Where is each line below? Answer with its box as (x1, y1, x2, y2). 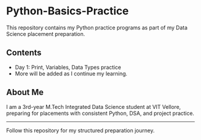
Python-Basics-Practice (6, 4, 129, 18)
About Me (6, 87, 44, 98)
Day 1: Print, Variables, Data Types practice (14, 63, 121, 71)
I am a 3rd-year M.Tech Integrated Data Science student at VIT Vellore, (6, 103, 181, 110)
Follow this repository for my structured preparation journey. (6, 127, 155, 134)
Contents (6, 48, 42, 58)
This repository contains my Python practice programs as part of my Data (6, 24, 188, 31)
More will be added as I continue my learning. (14, 70, 127, 77)
